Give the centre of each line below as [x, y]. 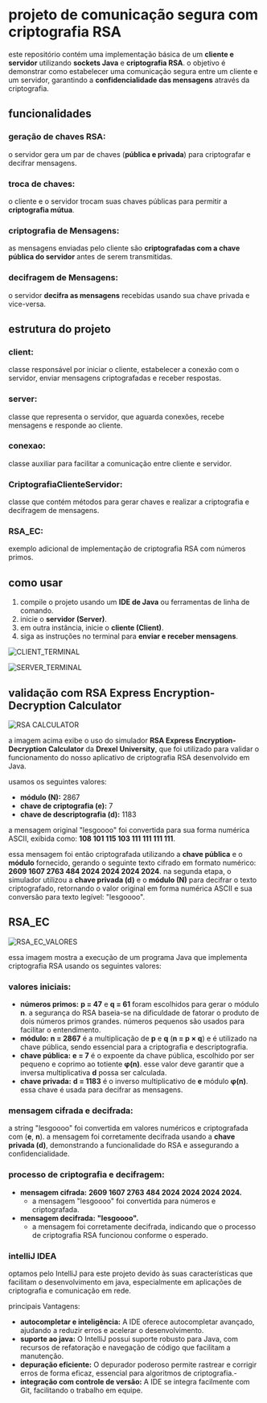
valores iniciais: [40, 987]
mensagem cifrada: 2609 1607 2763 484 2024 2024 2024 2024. [131, 1192]
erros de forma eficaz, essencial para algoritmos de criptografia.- [128, 1373]
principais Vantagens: [44, 1306]
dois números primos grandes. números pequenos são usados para [132, 1021]
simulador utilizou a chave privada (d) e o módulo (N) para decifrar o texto [133, 880]
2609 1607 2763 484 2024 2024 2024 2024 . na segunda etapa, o [120, 871]
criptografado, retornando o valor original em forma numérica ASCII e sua [130, 888]
